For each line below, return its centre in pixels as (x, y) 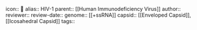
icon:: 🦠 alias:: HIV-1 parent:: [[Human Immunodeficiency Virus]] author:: (93, 9)
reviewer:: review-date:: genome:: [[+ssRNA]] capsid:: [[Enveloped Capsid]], (98, 15)
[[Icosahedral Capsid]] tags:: (40, 21)
